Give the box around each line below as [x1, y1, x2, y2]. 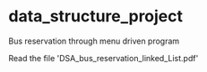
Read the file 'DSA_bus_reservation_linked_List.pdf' [8, 52, 199, 63]
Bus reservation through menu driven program [8, 36, 180, 46]
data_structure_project [8, 6, 184, 27]
